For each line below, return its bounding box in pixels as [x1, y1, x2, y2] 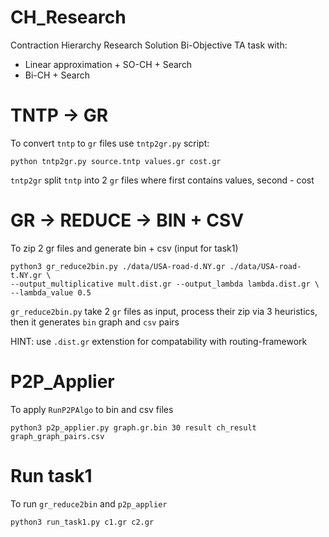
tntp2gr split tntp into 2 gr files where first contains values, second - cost [10, 174, 315, 186]
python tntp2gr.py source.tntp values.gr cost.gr [10, 156, 222, 166]
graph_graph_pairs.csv [10, 431, 105, 441]
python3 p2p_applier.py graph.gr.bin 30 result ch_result [10, 422, 257, 433]
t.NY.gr [10, 270, 43, 280]
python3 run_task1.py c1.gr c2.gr [10, 517, 155, 527]
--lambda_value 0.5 [10, 287, 92, 298]
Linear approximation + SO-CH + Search [24, 58, 193, 70]
